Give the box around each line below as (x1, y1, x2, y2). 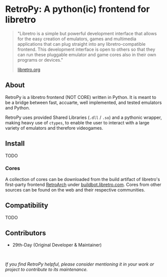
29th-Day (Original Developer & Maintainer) (12, 242, 102, 248)
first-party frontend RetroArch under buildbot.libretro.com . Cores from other (5, 182, 162, 187)
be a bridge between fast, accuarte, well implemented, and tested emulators (5, 99, 162, 105)
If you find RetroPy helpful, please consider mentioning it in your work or (5, 261, 155, 267)
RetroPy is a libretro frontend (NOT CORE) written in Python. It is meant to (5, 94, 157, 100)
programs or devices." (17, 57, 63, 63)
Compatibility (5, 201, 48, 210)
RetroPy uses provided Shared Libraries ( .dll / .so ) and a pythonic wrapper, (5, 114, 162, 120)
